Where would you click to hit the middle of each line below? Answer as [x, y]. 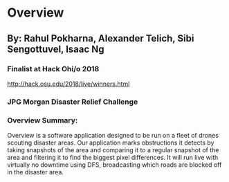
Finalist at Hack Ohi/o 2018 [53, 69]
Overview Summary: [43, 120]
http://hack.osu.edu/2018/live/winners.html [68, 84]
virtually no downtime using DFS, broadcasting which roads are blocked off [114, 165]
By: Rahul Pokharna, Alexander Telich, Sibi [101, 38]
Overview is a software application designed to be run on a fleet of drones [113, 136]
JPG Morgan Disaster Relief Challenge [73, 102]
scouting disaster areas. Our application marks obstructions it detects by [111, 143]
